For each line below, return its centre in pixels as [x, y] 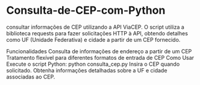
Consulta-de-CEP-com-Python [86, 10]
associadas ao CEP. [31, 77]
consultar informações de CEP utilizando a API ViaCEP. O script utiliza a [95, 27]
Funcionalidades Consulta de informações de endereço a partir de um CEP [99, 51]
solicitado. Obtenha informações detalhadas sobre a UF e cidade [87, 70]
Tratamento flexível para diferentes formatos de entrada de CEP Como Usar [100, 57]
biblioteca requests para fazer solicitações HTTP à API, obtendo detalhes [97, 33]
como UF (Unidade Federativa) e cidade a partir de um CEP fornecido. [93, 40]
